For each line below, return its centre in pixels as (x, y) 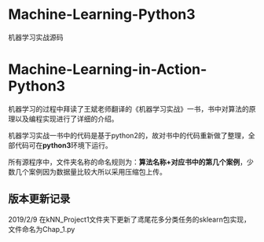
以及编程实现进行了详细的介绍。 (66, 119)
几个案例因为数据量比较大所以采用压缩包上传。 (90, 171)
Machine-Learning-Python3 (102, 15)
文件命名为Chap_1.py (42, 229)
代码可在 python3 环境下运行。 (63, 145)
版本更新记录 (39, 199)
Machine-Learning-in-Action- (108, 70)
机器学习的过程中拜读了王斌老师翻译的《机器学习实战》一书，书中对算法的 (128, 108)
